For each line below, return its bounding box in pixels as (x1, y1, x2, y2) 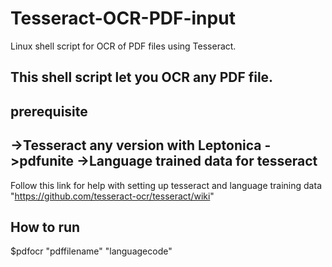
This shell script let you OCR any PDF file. (10, 69, 274, 86)
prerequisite (10, 103, 88, 120)
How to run (10, 218, 81, 236)
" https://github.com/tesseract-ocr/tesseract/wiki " (10, 190, 215, 202)
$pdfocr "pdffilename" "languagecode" (10, 245, 173, 257)
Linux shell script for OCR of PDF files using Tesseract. (10, 40, 237, 52)
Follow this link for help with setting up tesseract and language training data (10, 179, 322, 191)
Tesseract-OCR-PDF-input (10, 7, 236, 30)
